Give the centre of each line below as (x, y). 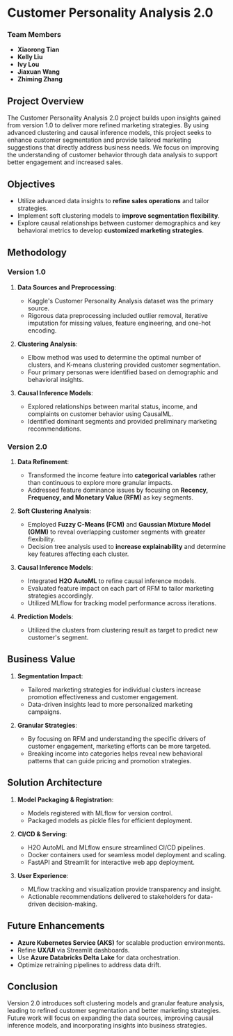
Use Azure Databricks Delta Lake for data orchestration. (99, 957)
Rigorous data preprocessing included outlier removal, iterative (118, 315)
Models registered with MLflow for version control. (100, 813)
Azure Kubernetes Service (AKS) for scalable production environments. (121, 942)
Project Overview (46, 101)
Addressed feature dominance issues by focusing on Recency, (118, 490)
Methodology (37, 252)
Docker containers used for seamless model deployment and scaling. (127, 854)
